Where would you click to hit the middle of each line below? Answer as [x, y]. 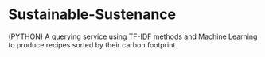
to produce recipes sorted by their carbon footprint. [93, 44]
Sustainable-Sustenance [92, 15]
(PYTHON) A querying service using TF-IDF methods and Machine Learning [133, 36]
